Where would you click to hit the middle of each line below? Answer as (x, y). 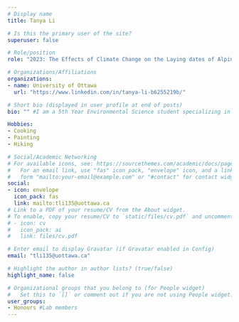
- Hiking (20, 144)
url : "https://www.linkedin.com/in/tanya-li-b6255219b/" (100, 92)
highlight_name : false (41, 275)
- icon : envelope (33, 190)
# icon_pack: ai (34, 230)
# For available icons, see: (51, 163)
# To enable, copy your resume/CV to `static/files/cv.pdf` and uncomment (121, 216)
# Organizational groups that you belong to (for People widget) (106, 288)
